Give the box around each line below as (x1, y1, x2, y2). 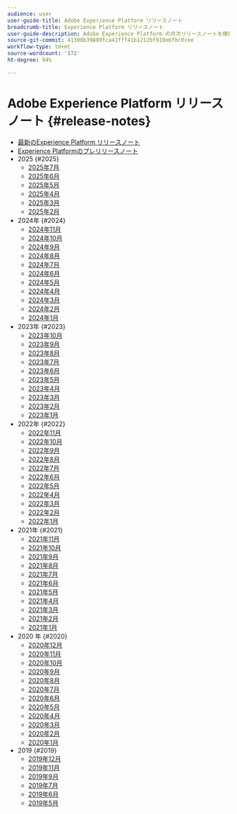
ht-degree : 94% (7, 57, 52, 64)
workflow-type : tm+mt (7, 43, 71, 50)
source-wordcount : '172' (7, 50, 80, 57)
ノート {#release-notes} (7, 113, 152, 129)
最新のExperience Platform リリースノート (17, 137, 140, 146)
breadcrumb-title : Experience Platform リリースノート (7, 23, 164, 30)
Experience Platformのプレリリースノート (17, 147, 139, 155)
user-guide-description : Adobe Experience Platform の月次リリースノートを (7, 30, 224, 38)
